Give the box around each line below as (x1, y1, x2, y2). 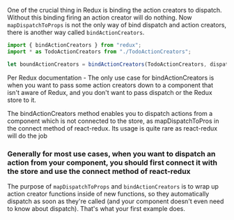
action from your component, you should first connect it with (7, 157, 218, 167)
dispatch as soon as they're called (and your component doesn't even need (7, 197, 224, 205)
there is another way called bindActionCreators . (7, 28, 145, 36)
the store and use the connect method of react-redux (7, 166, 191, 176)
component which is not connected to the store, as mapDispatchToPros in (7, 117, 219, 125)
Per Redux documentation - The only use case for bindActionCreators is (7, 73, 214, 82)
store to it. (7, 96, 37, 104)
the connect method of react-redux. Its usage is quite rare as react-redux (7, 124, 218, 132)
